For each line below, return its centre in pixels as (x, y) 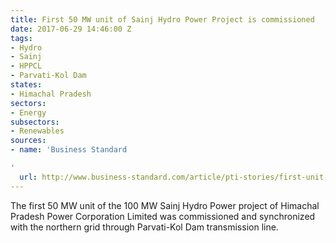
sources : (28, 141)
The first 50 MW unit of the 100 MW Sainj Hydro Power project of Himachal (165, 205)
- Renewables (37, 131)
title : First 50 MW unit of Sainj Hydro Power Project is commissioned (162, 19)
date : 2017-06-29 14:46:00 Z (71, 29)
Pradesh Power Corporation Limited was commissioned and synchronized (163, 216)
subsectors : (35, 122)
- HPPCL (26, 66)
